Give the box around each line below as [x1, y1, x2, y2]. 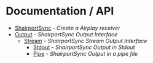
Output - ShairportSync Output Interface [14, 30, 118, 38]
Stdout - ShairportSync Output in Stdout [33, 44, 135, 51]
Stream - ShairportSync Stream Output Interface [23, 37, 147, 44]
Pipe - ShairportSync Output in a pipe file [33, 50, 138, 57]
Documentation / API [6, 4, 114, 18]
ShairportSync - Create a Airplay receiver [14, 24, 120, 31]
